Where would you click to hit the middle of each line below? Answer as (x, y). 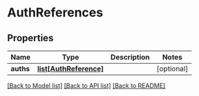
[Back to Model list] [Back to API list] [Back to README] (86, 86)
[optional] (172, 69)
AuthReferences (55, 13)
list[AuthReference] (70, 69)
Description (130, 57)
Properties (30, 38)
